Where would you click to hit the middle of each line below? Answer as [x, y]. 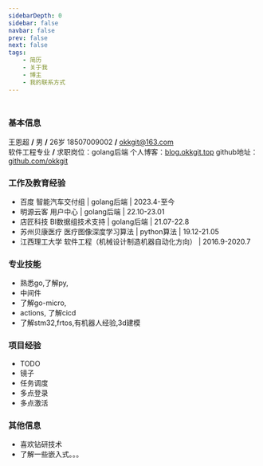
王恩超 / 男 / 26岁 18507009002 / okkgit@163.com [91, 142]
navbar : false [32, 30]
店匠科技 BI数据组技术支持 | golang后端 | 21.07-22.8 [104, 222]
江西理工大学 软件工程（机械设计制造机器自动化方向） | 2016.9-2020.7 [135, 242]
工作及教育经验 [37, 182]
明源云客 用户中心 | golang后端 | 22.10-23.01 [92, 212]
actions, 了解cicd [48, 313]
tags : [17, 53]
